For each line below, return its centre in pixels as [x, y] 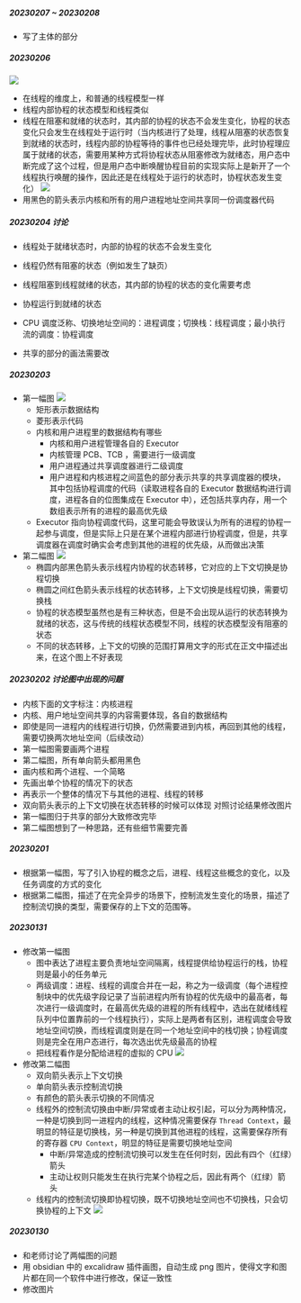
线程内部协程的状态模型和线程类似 [85, 109]
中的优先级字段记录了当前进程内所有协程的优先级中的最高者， [166, 996]
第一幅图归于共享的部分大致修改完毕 [89, 816]
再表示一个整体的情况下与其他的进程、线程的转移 [113, 793]
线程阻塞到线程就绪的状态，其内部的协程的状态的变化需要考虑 [137, 285]
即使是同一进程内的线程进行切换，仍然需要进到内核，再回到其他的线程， [156, 726]
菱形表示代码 [59, 421]
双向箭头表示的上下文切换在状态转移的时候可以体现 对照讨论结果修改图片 [157, 805]
